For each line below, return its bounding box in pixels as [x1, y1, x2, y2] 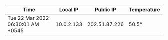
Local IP [59, 6, 79, 13]
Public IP [94, 6, 116, 13]
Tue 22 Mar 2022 [7, 15, 49, 21]
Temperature [128, 6, 160, 13]
